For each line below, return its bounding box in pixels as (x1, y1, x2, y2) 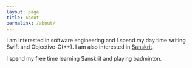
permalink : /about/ (6, 20, 56, 26)
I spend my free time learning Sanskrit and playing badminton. (6, 55, 162, 63)
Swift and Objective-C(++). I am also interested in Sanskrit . (6, 43, 154, 50)
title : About (6, 15, 39, 21)
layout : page (6, 8, 39, 15)
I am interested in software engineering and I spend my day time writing (6, 37, 187, 44)
